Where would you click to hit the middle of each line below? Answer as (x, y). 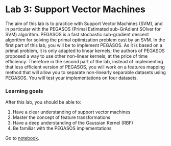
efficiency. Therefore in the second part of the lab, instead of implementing (84, 61)
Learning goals (24, 91)
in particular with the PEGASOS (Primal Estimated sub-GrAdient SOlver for (83, 29)
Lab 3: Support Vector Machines (75, 9)
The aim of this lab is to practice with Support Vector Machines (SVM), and (84, 23)
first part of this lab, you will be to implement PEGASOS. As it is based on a (84, 45)
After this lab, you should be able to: (43, 102)
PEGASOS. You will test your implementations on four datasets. (71, 78)
